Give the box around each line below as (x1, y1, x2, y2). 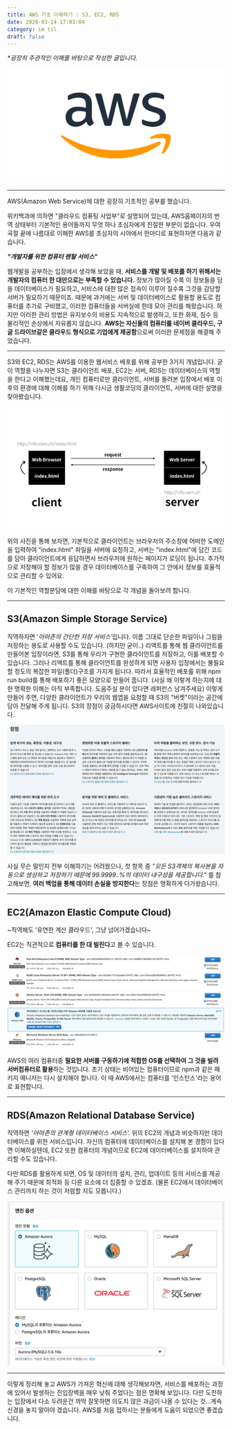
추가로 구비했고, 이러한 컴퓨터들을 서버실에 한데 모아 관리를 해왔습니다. (25, 301, 215, 310)
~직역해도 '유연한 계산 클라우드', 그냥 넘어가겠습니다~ (7, 925, 151, 934)
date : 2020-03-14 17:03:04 (7, 18, 85, 26)
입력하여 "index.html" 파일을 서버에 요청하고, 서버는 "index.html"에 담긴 (14, 546, 210, 554)
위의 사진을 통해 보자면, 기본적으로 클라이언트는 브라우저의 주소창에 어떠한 (7, 537, 206, 545)
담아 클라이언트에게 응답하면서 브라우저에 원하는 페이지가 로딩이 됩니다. (14, 554, 206, 562)
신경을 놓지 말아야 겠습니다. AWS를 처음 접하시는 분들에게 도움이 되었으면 (7, 1406, 205, 1414)
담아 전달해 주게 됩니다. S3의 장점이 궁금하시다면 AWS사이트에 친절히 (7, 702, 195, 710)
